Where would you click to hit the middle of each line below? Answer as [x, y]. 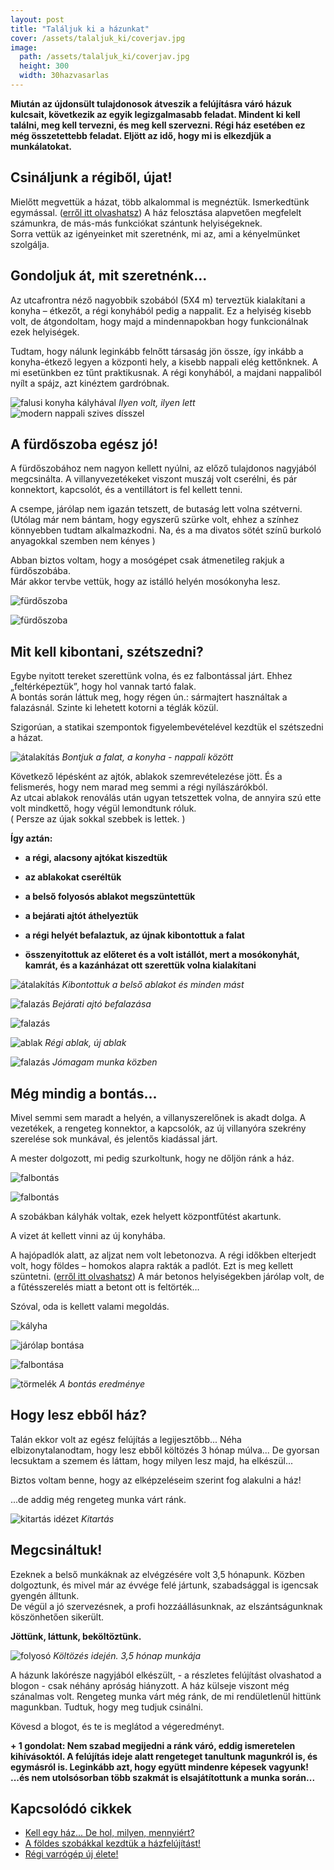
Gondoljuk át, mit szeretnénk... [109, 276]
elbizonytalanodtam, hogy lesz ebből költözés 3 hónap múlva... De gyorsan [165, 1450]
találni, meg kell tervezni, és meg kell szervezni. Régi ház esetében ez [158, 125]
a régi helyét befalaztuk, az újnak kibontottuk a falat [134, 935]
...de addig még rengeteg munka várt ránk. [98, 1499]
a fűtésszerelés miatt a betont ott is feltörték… [105, 1287]
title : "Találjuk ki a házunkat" [80, 29]
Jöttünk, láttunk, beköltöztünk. [76, 1636]
